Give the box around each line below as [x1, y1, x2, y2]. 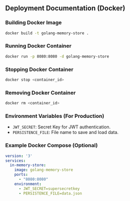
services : [5, 158, 26, 163]
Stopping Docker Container [5, 65, 74, 73]
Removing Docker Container [5, 89, 76, 96]
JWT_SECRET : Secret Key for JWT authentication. [12, 124, 111, 130]
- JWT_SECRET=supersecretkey [18, 186, 80, 191]
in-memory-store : [10, 163, 46, 168]
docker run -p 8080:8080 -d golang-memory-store [5, 54, 109, 59]
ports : [14, 172, 28, 177]
